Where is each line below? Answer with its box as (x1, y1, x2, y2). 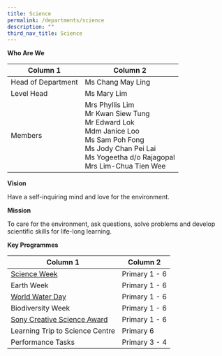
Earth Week (10, 280, 49, 290)
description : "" (7, 23, 54, 30)
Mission (7, 206, 31, 215)
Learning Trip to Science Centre (10, 326, 115, 336)
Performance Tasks (10, 337, 75, 347)
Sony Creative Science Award (10, 315, 108, 325)
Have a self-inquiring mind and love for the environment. (7, 193, 170, 201)
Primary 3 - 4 (121, 337, 168, 347)
